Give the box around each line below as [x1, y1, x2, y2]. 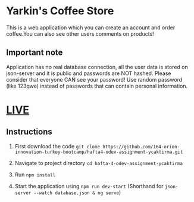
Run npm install [14, 171, 56, 178]
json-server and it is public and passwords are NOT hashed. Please [6, 70, 171, 77]
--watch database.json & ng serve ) [33, 189, 121, 196]
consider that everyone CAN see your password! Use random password [6, 76, 183, 83]
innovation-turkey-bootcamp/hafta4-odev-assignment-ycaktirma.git [14, 149, 183, 155]
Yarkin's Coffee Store [6, 4, 114, 18]
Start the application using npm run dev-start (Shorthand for [14, 182, 164, 189]
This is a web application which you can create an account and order [6, 24, 176, 31]
